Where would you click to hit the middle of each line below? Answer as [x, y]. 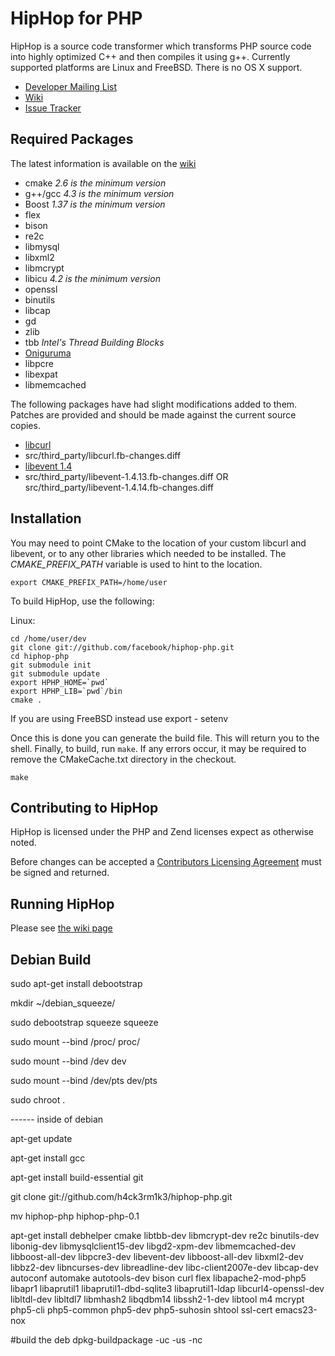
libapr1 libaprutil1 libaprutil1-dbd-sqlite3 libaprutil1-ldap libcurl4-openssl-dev [167, 1288]
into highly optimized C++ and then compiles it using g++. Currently [150, 56]
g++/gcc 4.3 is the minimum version [99, 193]
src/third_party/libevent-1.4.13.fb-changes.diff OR [126, 476]
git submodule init [51, 665]
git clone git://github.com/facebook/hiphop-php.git [122, 647]
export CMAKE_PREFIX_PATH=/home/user [89, 582]
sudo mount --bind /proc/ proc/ [75, 1041]
